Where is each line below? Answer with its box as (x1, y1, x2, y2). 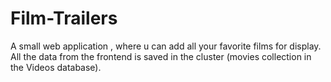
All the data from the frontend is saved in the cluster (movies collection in (10, 50, 312, 62)
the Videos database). (10, 61, 102, 73)
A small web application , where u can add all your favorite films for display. (10, 40, 322, 52)
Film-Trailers (10, 7, 118, 30)
